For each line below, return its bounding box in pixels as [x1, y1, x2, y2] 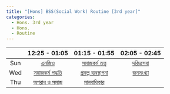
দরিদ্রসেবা [132, 59, 149, 68]
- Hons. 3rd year [11, 19, 54, 25]
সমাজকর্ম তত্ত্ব [82, 59, 107, 68]
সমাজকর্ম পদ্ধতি [33, 69, 62, 77]
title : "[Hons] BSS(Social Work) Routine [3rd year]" [6, 8, 141, 15]
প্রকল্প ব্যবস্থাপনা [80, 69, 108, 77]
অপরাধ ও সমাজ [33, 78, 63, 86]
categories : [6, 14, 35, 20]
